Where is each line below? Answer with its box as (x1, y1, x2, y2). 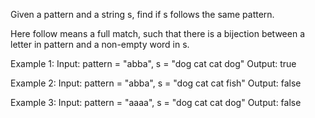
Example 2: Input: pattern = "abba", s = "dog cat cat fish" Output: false (10, 77, 302, 89)
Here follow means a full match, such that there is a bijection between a (10, 28, 306, 39)
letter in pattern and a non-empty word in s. (10, 39, 190, 50)
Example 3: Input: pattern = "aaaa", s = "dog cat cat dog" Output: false (10, 97, 302, 108)
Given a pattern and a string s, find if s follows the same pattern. (10, 9, 275, 20)
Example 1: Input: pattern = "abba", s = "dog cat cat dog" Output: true (10, 58, 297, 69)
